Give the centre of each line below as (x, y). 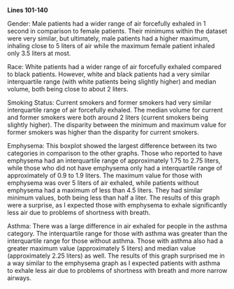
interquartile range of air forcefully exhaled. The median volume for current (115, 110)
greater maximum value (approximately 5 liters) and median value (102, 248)
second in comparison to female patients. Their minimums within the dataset (117, 31)
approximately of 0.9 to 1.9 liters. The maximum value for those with (105, 175)
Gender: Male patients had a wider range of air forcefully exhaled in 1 (107, 23)
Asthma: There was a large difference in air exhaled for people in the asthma (117, 226)
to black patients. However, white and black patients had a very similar (109, 74)
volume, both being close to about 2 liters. (68, 89)
